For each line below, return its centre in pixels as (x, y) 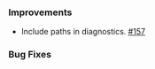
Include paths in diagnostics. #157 (83, 32)
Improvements (40, 12)
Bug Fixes (30, 55)
